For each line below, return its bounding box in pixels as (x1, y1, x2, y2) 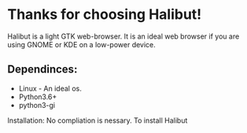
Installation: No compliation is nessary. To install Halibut (7, 116, 188, 125)
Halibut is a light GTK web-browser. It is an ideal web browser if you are (7, 31, 240, 41)
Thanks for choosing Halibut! (7, 6, 202, 24)
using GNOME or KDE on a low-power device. (7, 39, 157, 49)
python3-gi (18, 100, 56, 109)
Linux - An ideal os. (18, 83, 82, 93)
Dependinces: (7, 63, 78, 76)
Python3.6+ (18, 92, 57, 102)
